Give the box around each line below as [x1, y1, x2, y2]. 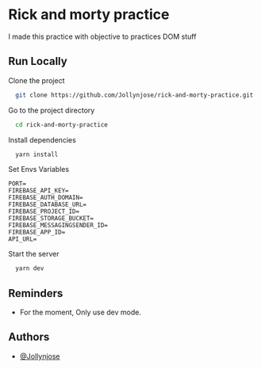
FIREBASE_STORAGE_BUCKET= [8, 215, 94, 223]
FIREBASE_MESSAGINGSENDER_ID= [8, 222, 109, 230]
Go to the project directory [8, 105, 95, 115]
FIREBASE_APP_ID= [8, 228, 66, 237]
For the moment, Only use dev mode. [19, 307, 141, 318]
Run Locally [8, 55, 67, 68]
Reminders [8, 287, 63, 300]
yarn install [15, 150, 59, 158]
